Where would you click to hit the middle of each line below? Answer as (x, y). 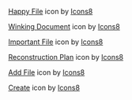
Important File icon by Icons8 (56, 42)
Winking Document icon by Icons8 (64, 26)
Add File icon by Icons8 (47, 72)
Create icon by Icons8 (44, 87)
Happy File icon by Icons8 (51, 11)
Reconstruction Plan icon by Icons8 (66, 57)
